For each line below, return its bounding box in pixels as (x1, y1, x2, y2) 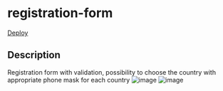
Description (7, 49, 61, 61)
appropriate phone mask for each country (7, 75, 130, 84)
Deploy (7, 28, 28, 37)
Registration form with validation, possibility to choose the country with (7, 68, 216, 76)
